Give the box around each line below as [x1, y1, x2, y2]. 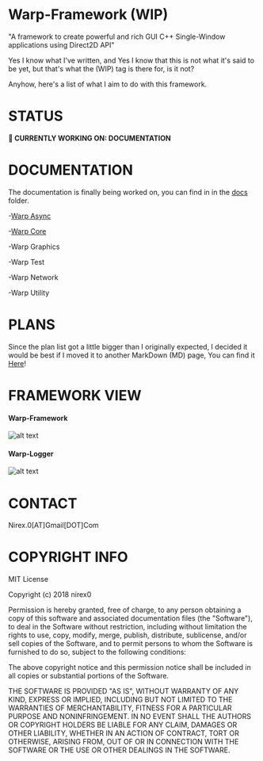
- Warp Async [8, 211, 51, 220]
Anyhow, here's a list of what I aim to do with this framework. [8, 79, 208, 89]
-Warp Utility [8, 288, 50, 297]
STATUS [8, 107, 63, 125]
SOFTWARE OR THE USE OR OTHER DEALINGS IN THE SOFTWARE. [8, 745, 231, 755]
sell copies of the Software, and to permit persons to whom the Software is [8, 639, 253, 648]
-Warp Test [8, 257, 45, 266]
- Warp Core [8, 226, 47, 235]
